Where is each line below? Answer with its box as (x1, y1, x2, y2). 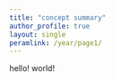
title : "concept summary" (9, 13, 106, 22)
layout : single (9, 30, 66, 39)
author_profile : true (9, 22, 91, 31)
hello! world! (9, 63, 56, 74)
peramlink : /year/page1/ (9, 38, 102, 48)
